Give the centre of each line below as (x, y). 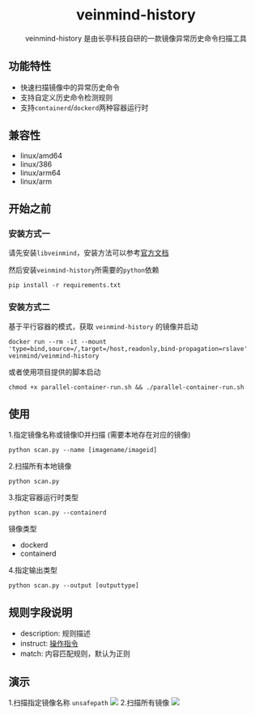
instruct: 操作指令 (49, 644)
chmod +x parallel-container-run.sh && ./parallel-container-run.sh (126, 387)
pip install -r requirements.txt (65, 286)
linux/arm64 (40, 172)
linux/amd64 (41, 155)
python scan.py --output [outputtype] (74, 586)
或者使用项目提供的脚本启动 (55, 372)
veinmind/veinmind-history (54, 356)
